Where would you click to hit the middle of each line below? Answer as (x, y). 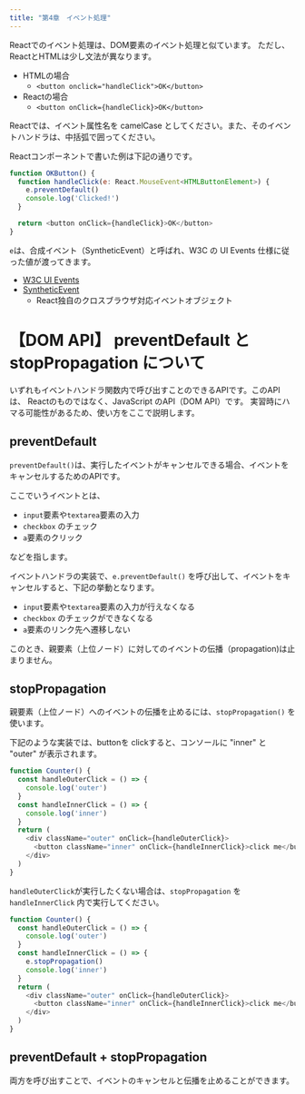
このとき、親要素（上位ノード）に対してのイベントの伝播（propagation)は (148, 648)
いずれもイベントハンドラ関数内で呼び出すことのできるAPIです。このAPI (145, 389)
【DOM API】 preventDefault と (130, 340)
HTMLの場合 (46, 75)
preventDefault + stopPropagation (108, 1057)
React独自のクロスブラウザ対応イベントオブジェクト (134, 300)
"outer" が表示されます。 (56, 754)
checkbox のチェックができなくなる (88, 617)
